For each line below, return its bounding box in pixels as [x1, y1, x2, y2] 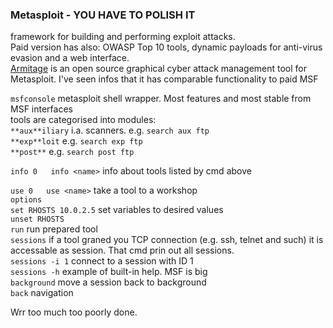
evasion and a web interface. [10, 52, 130, 64]
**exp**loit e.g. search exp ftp [10, 135, 143, 147]
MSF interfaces [10, 103, 73, 115]
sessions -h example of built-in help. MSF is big [10, 266, 208, 278]
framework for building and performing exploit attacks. [10, 31, 236, 43]
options [10, 195, 43, 205]
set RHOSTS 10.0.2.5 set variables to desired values [10, 204, 224, 216]
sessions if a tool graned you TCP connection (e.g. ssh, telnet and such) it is [10, 234, 324, 246]
